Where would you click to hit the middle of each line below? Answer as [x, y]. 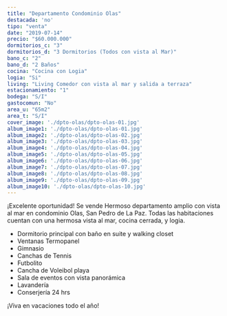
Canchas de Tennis [44, 256]
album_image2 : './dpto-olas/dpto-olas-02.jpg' [75, 135]
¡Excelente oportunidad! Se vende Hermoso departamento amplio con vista [114, 206]
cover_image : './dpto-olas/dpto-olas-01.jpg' [73, 122]
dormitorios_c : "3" [35, 45]
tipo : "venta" [28, 26]
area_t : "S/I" [28, 116]
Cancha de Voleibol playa [53, 271]
